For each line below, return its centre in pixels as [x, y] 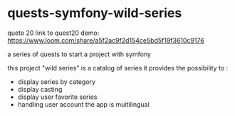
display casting [40, 89]
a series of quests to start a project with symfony [79, 54]
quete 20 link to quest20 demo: [53, 33]
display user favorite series [57, 97]
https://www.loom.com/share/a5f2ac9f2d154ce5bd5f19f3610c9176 [106, 40]
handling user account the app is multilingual [83, 104]
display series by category [57, 81]
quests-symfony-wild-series [95, 13]
